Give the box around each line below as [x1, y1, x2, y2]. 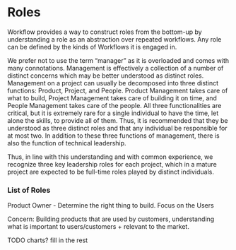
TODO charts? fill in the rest [7, 236, 88, 244]
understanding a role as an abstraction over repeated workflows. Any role [7, 35, 222, 43]
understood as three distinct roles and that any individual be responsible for [7, 124, 228, 132]
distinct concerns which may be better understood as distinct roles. [7, 71, 204, 80]
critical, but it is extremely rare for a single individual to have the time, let [7, 109, 219, 117]
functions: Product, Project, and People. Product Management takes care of [7, 86, 228, 95]
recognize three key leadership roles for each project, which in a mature [7, 160, 217, 168]
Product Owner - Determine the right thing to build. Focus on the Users [7, 201, 214, 210]
